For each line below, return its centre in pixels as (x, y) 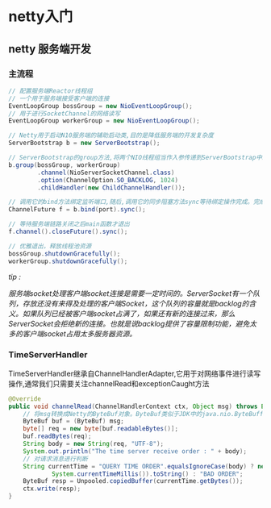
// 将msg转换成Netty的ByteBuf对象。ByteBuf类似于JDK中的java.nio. (129, 414)
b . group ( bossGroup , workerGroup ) (65, 165)
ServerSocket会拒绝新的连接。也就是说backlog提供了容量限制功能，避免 (129, 323)
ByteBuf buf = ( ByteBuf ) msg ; (74, 421)
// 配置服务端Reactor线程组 (50, 91)
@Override (25, 399)
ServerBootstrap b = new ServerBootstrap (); (84, 143)
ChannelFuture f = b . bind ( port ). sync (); (77, 210)
